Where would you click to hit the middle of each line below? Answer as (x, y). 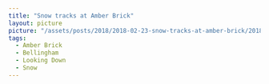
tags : (17, 38)
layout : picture (35, 23)
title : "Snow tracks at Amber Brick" (71, 16)
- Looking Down (41, 61)
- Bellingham (37, 53)
